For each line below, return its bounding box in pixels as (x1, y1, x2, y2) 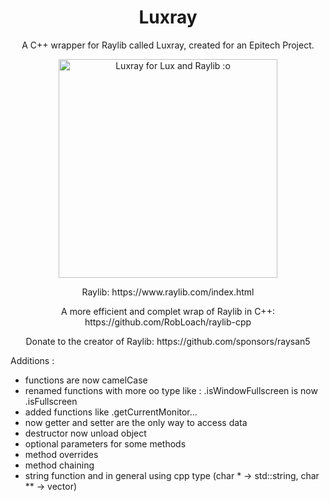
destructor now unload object (24, 427, 147, 439)
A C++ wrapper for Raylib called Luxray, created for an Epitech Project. (21, 39, 315, 51)
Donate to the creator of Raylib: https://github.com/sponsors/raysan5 (25, 335, 311, 347)
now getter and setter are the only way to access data (24, 416, 248, 428)
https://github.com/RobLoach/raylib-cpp (84, 316, 252, 328)
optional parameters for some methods (24, 437, 187, 450)
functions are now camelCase (24, 374, 148, 386)
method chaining (24, 459, 95, 471)
